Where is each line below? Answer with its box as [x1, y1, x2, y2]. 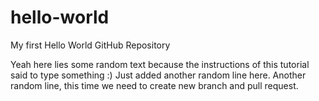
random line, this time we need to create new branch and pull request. [10, 79, 299, 91]
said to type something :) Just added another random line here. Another [10, 69, 307, 81]
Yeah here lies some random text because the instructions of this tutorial [10, 58, 310, 70]
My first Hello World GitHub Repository [10, 39, 171, 51]
